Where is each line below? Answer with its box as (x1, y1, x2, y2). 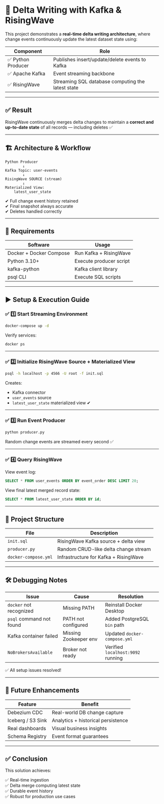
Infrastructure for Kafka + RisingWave (57, 554, 144, 561)
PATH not (62, 615, 84, 622)
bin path (104, 621, 124, 628)
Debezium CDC (7, 709, 43, 716)
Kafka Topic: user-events (5, 168, 58, 173)
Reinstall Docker (104, 601, 143, 608)
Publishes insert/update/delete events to (53, 56, 146, 63)
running (104, 654, 123, 661)
